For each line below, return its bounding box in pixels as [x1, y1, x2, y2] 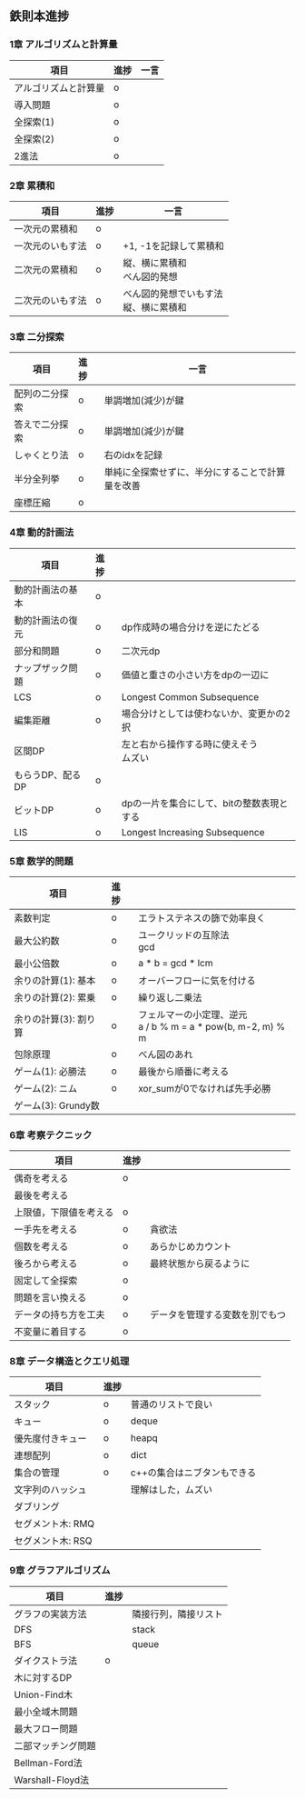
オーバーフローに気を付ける [137, 974, 256, 986]
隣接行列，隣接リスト [132, 1607, 224, 1620]
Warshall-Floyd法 [14, 1774, 90, 1786]
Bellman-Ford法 [14, 1756, 84, 1769]
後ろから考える [14, 1257, 78, 1270]
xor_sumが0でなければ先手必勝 [137, 1082, 271, 1094]
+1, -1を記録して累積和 [123, 239, 224, 252]
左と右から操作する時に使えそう [121, 737, 259, 750]
